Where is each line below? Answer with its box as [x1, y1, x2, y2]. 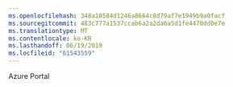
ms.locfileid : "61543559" [8, 49, 95, 57]
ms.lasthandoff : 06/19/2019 [8, 42, 103, 50]
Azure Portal [8, 72, 50, 81]
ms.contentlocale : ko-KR [8, 34, 92, 43]
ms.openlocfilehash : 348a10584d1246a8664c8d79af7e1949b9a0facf [8, 11, 226, 20]
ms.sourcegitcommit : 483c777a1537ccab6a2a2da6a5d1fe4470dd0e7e [8, 19, 226, 27]
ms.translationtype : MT [8, 27, 89, 35]
